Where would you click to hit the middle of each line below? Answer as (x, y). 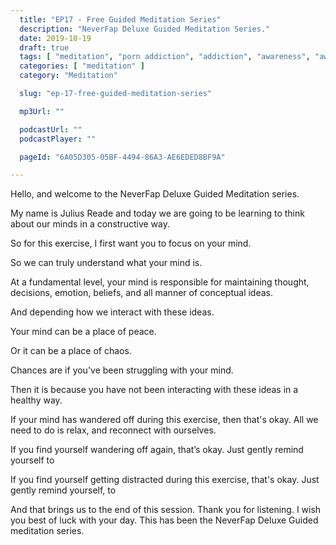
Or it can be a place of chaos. (71, 351)
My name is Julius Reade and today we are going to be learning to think (157, 213)
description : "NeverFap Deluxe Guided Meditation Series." (145, 29)
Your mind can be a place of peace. (83, 332)
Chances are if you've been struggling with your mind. (122, 370)
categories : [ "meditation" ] (82, 66)
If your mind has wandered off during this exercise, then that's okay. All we (164, 420)
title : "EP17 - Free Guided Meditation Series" (120, 19)
